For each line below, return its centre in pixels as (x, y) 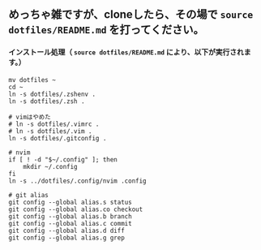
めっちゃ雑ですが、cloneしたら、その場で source (131, 15)
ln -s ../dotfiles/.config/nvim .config (78, 181)
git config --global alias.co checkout (76, 209)
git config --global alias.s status (70, 202)
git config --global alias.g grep (67, 238)
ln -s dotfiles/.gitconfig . (58, 138)
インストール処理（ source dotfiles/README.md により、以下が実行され (126, 52)
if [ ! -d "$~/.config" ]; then (63, 159)
